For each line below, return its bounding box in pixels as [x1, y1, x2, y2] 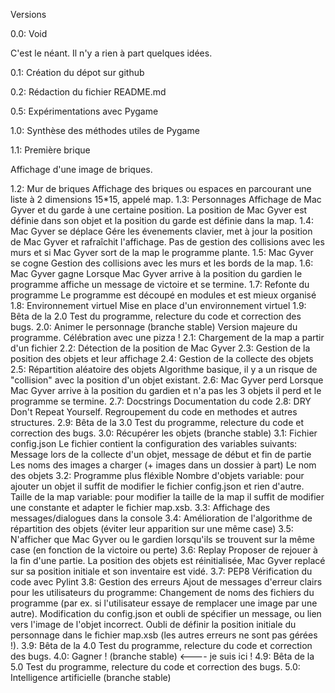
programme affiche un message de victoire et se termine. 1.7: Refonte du [10, 279, 310, 290]
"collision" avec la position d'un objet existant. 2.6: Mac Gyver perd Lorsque [10, 374, 324, 386]
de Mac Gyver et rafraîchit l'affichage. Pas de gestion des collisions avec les [10, 236, 325, 248]
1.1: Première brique [10, 144, 91, 156]
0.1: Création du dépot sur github [10, 67, 145, 78]
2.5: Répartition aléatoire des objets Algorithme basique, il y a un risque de [10, 364, 318, 375]
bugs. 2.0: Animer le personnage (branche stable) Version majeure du [10, 321, 298, 333]
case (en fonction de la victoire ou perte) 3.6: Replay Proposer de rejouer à [10, 544, 318, 556]
